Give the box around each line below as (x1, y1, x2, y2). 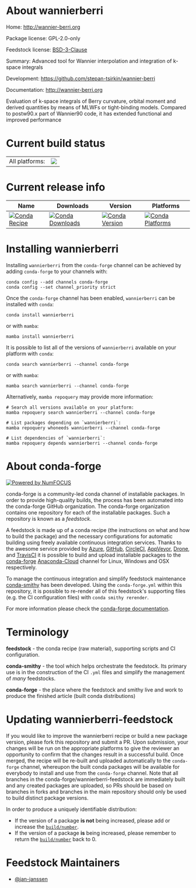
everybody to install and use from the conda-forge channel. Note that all (6, 769, 178, 776)
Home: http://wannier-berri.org (6, 23, 80, 30)
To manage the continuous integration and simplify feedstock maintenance (6, 575, 186, 582)
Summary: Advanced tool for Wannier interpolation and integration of (6, 57, 172, 64)
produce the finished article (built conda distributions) (6, 692, 136, 699)
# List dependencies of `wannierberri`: (6, 435, 106, 441)
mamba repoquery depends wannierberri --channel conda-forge (6, 440, 158, 446)
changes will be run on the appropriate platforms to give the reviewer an (6, 744, 180, 752)
